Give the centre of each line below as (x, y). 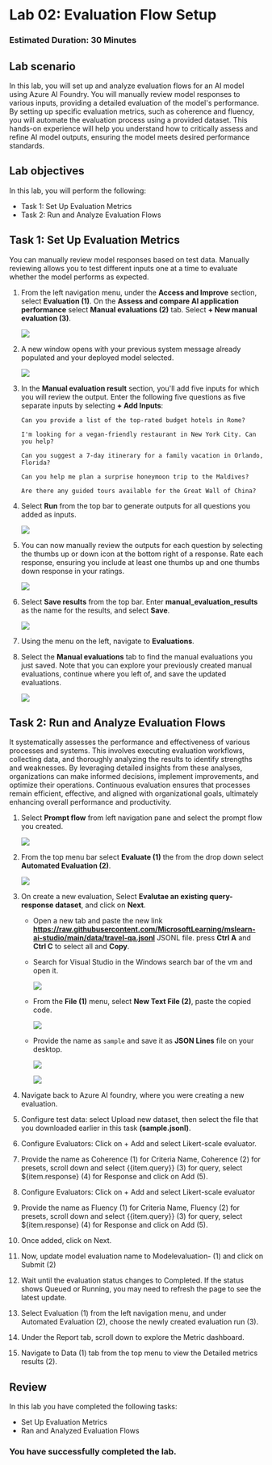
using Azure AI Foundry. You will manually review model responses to (125, 94)
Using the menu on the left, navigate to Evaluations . (107, 641)
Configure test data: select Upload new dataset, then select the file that (140, 1120)
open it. (46, 971)
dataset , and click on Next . (100, 905)
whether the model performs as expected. (79, 277)
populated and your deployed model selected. (97, 358)
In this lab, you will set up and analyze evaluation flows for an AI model (127, 86)
